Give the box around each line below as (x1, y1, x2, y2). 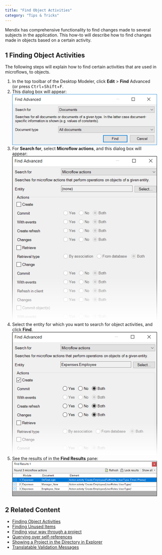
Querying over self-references (12, 534, 72, 540)
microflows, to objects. (5, 69, 51, 75)
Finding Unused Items (12, 524, 56, 529)
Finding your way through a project (12, 528, 82, 535)
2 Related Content (5, 506, 60, 514)
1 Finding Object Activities (5, 51, 85, 59)
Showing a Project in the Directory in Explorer (12, 539, 103, 545)
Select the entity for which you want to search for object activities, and (12, 321, 153, 327)
